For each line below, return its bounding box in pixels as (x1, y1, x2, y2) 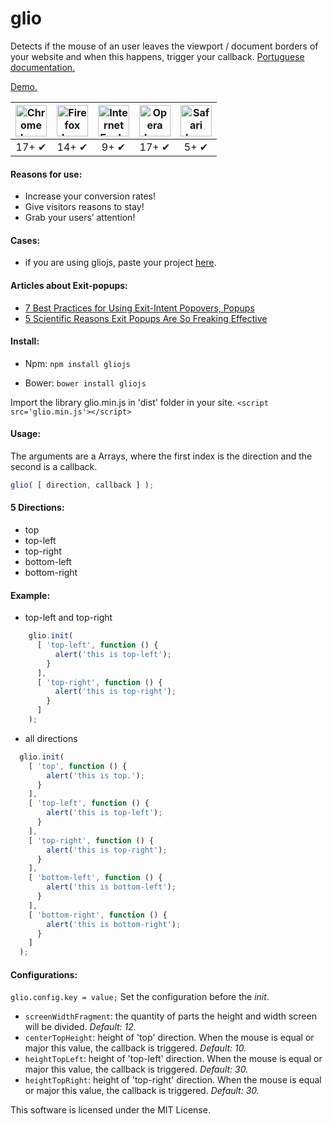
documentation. (10, 61, 76, 73)
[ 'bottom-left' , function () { (28, 873, 163, 883)
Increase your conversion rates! (24, 190, 157, 202)
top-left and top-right (24, 612, 113, 624)
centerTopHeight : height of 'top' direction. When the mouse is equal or (24, 1032, 315, 1044)
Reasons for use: (10, 168, 83, 180)
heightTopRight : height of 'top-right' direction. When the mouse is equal (24, 1074, 322, 1086)
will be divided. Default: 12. (24, 1021, 137, 1033)
